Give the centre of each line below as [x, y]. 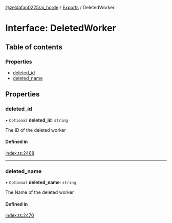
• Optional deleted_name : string [41, 183]
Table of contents [34, 47]
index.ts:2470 [20, 215]
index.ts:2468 [20, 153]
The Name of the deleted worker [40, 192]
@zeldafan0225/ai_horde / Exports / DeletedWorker [60, 7]
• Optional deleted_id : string [37, 120]
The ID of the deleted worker [36, 130]
